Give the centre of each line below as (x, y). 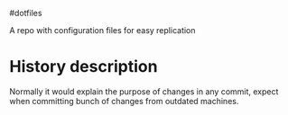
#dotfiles (26, 13)
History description (84, 67)
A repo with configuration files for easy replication (102, 30)
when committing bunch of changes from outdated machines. (124, 101)
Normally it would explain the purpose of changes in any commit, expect (144, 91)
